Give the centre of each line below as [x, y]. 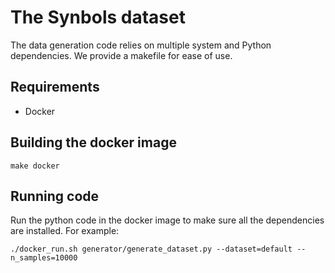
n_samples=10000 [44, 258]
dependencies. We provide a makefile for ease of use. [121, 55]
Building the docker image [93, 142]
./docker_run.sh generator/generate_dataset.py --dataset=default [151, 249]
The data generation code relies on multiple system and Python [141, 45]
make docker [35, 166]
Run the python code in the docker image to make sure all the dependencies [167, 220]
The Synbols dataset [98, 17]
